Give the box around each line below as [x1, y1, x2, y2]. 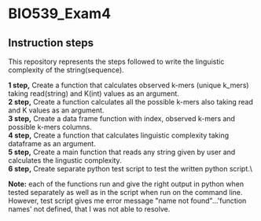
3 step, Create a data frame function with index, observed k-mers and [8, 114, 236, 123]
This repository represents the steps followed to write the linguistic [8, 57, 225, 66]
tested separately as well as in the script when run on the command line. [8, 188, 243, 197]
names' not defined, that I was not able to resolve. [8, 204, 171, 213]
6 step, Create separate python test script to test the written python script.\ [8, 164, 253, 173]
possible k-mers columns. [8, 123, 92, 131]
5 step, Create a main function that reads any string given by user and [8, 147, 236, 157]
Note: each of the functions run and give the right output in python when [8, 179, 244, 189]
